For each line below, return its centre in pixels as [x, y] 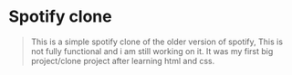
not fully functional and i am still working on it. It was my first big [152, 51]
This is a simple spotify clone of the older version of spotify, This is [157, 42]
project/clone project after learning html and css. [123, 61]
